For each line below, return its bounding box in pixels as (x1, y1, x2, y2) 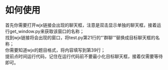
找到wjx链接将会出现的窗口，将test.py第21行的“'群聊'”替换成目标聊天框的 (5, 34, 156, 40)
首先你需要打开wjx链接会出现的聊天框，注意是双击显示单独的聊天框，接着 (5, 22, 157, 28)
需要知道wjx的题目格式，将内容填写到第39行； (9, 47, 105, 53)
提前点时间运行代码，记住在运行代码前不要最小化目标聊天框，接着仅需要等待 (5, 53, 163, 59)
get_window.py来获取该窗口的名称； (9, 28, 84, 34)
